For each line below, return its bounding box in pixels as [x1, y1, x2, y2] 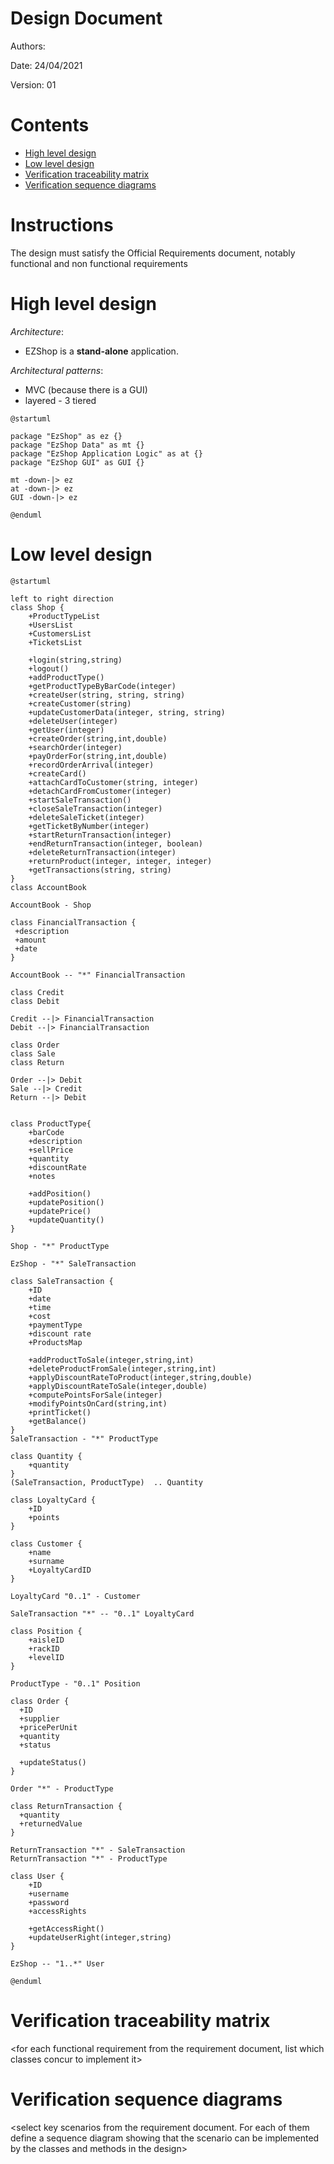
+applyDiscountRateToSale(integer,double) [28, 1381, 208, 1391]
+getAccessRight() [28, 1923, 105, 1934]
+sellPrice [28, 1145, 74, 1155]
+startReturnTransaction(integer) [28, 830, 172, 840]
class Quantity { [10, 1451, 83, 1461]
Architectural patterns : [10, 364, 104, 376]
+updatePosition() [28, 1197, 105, 1207]
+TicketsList [28, 637, 83, 647]
